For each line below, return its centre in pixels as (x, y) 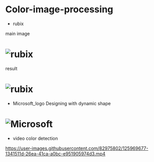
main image (17, 33)
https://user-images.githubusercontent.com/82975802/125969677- (77, 148)
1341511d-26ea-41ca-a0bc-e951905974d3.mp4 (55, 154)
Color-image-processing (59, 9)
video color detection (35, 138)
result (12, 68)
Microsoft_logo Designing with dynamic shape (62, 103)
